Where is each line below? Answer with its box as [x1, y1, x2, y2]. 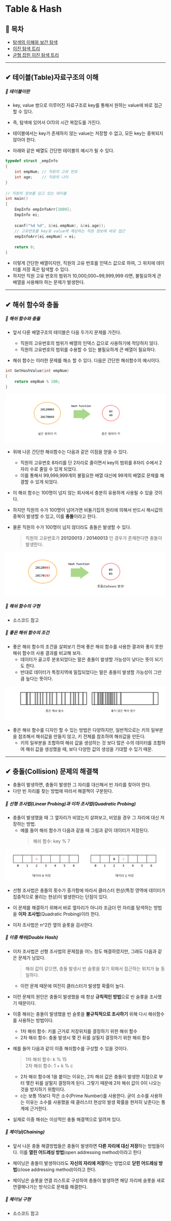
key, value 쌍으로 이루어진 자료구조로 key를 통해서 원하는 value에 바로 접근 [12, 102, 162, 108]
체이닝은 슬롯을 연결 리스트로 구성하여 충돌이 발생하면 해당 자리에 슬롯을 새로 [12, 1177, 165, 1183]
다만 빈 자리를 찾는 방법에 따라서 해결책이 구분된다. [12, 788, 113, 794]
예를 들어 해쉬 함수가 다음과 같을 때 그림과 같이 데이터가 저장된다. [20, 827, 149, 834]
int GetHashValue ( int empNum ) [5, 368, 70, 374]
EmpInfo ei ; [14, 213, 40, 218]
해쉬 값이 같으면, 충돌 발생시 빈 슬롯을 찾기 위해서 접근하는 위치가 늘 [25, 965, 160, 972]
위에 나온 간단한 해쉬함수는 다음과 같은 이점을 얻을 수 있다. [12, 448, 128, 455]
